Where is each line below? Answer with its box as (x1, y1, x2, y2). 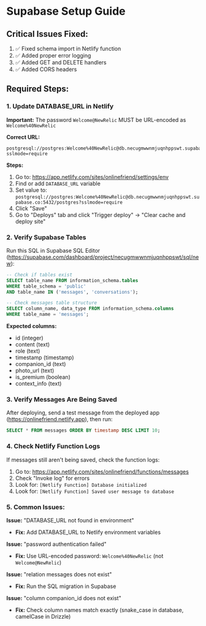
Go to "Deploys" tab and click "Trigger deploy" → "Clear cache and (15, 211, 186, 218)
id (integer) (15, 334, 44, 342)
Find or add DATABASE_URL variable (15, 180, 101, 187)
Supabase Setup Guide (6, 4, 126, 18)
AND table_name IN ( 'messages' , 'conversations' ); (6, 289, 139, 295)
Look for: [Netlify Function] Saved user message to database (15, 487, 175, 495)
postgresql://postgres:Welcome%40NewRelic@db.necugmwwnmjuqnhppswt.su (15, 194, 200, 200)
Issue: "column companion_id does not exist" (6, 594, 121, 601)
